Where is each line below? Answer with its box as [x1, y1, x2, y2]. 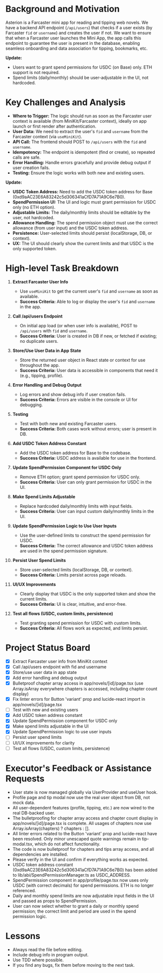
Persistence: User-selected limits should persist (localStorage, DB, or [12, 230, 152, 236]
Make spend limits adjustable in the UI [12, 723, 89, 729]
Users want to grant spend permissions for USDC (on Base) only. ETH [12, 64, 152, 70]
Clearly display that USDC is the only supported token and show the [19, 591, 156, 597]
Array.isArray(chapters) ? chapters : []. [12, 825, 90, 831]
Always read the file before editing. [12, 946, 83, 953]
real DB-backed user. [12, 810, 55, 816]
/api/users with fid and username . [19, 328, 88, 334]
